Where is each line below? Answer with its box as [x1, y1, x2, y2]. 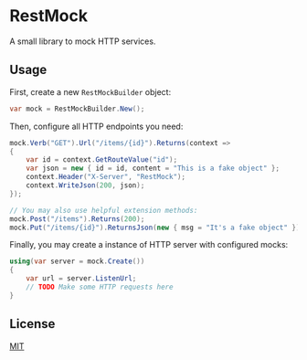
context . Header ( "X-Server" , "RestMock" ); [26, 173, 185, 182]
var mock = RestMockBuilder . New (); [9, 104, 145, 113]
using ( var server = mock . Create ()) [9, 257, 145, 266]
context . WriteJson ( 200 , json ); [26, 181, 145, 190]
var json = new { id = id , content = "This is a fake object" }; [26, 164, 281, 174]
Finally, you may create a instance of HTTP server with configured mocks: [9, 239, 289, 250]
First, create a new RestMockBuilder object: [9, 86, 172, 97]
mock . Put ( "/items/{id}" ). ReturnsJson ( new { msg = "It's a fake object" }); [9, 223, 304, 232]
